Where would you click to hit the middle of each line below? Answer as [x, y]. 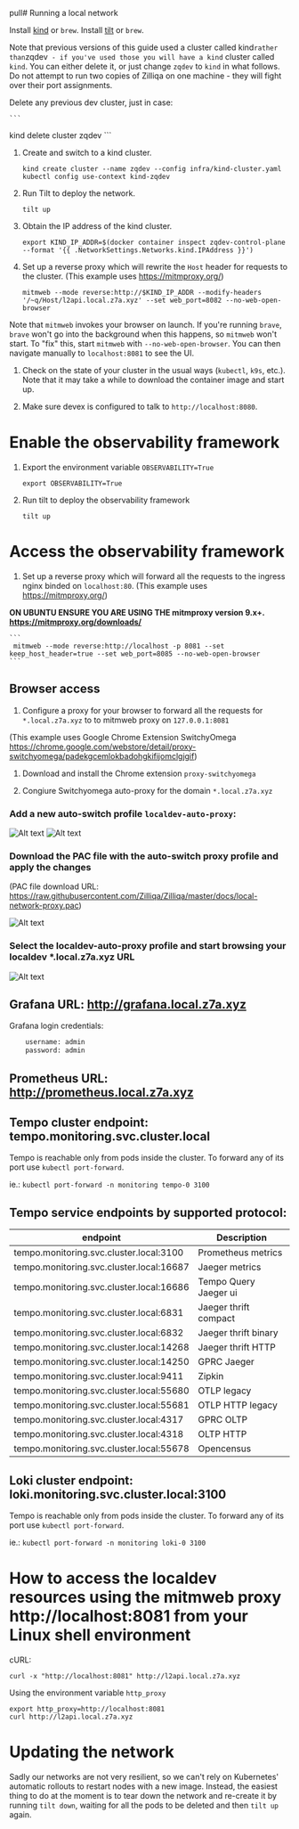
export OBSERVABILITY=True [72, 483]
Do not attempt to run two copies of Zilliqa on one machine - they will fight [145, 76]
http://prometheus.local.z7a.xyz [101, 1092]
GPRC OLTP [223, 1420]
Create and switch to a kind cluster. [87, 152]
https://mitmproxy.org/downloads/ [76, 622]
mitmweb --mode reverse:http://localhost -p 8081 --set [119, 646]
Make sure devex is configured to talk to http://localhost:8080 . [140, 406]
